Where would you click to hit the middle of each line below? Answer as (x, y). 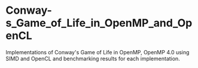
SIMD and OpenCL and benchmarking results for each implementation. (93, 58)
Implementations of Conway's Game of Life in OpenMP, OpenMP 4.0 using (98, 52)
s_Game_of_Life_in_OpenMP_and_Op (99, 23)
